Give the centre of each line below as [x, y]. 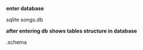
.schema [16, 42]
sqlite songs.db [25, 19]
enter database [25, 8]
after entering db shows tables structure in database [72, 31]
